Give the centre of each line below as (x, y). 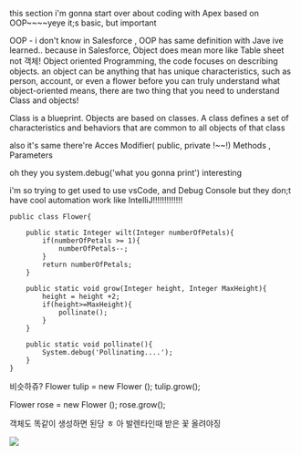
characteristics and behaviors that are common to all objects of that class (147, 128)
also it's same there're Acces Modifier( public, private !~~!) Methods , (140, 145)
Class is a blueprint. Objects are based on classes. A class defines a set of (149, 118)
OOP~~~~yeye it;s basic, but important (83, 23)
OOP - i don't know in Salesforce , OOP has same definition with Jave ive (147, 41)
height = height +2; (81, 296)
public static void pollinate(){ (89, 345)
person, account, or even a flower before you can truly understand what (145, 81)
